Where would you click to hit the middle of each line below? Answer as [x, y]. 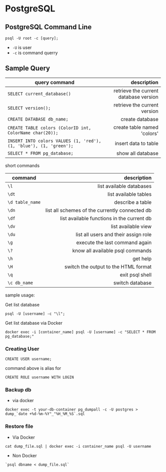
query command [55, 82]
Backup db [18, 390]
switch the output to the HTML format [108, 267]
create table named [136, 127]
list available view [131, 226]
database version [138, 97]
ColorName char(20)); [33, 133]
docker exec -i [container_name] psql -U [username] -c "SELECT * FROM [80, 332]
